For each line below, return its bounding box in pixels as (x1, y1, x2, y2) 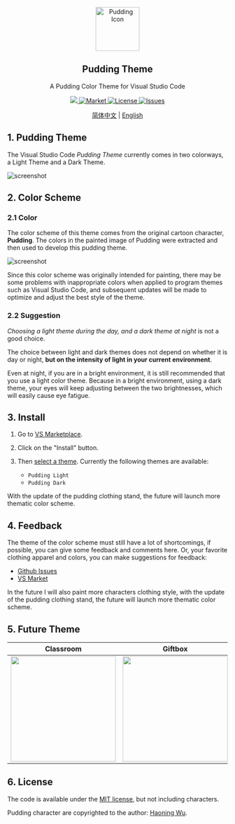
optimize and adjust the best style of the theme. (7, 293, 145, 302)
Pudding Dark (27, 479, 66, 487)
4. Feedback (7, 519, 62, 531)
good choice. (7, 334, 45, 343)
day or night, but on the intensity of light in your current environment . (7, 355, 212, 364)
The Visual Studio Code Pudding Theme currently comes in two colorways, (7, 150, 224, 159)
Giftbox (162, 644, 188, 654)
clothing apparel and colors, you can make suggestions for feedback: (7, 553, 208, 561)
